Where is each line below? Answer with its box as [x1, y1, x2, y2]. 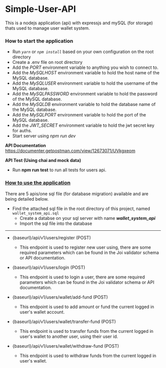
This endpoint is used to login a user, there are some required [19, 274, 145, 280]
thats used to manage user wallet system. [5, 25, 90, 31]
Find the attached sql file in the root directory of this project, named [12, 206, 150, 211]
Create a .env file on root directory [12, 59, 83, 65]
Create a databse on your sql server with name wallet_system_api [19, 215, 156, 221]
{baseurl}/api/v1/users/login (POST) [12, 264, 85, 270]
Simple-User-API [5, 3, 76, 15]
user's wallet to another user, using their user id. [19, 333, 119, 339]
